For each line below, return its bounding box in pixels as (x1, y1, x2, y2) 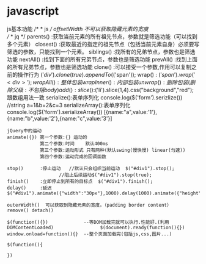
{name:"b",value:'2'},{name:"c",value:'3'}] (7, 115, 112, 122)
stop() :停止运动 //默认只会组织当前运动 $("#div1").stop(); (7, 165, 175, 171)
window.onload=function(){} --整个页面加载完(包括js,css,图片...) (7, 230, 172, 237)
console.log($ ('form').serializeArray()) (7, 108, 103, 115)
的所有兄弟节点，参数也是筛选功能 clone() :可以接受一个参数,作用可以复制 (7, 63, 192, 71)
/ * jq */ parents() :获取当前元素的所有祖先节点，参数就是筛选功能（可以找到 (7, 32, 197, 40)
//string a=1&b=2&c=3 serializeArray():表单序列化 (7, 101, 131, 109)
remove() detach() (7, 207, 54, 213)
